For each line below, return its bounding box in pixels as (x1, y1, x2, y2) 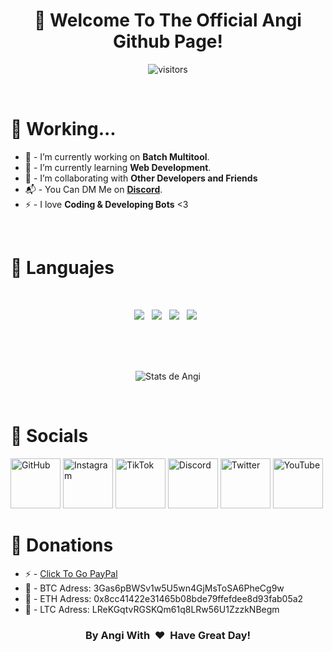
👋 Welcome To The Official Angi (34, 9, 302, 32)
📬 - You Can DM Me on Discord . (24, 183, 163, 195)
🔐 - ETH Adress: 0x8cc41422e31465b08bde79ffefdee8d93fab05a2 (24, 592, 304, 604)
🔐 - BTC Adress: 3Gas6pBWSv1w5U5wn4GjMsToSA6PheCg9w (24, 582, 285, 594)
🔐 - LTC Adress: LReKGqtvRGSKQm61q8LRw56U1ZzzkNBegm (24, 603, 280, 615)
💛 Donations (10, 534, 114, 556)
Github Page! (113, 30, 223, 53)
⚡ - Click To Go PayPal (24, 567, 118, 579)
